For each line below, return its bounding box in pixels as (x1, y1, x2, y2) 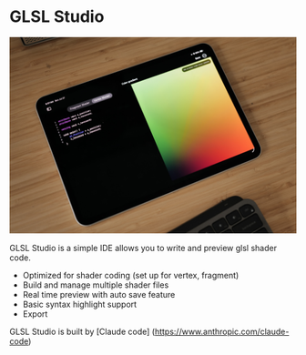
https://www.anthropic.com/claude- (154, 326, 290, 337)
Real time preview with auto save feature (22, 289, 176, 299)
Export (22, 308, 48, 319)
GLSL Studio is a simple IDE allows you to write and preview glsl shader (9, 242, 278, 253)
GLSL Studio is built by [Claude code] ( (9, 326, 156, 337)
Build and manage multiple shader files (22, 279, 169, 290)
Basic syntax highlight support (22, 299, 138, 309)
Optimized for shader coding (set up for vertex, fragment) (22, 269, 240, 280)
